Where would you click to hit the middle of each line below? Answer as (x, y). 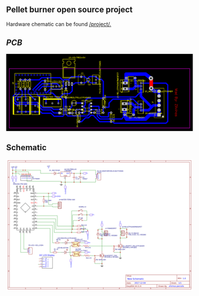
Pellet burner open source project (70, 10)
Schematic (26, 148)
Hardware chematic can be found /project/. (59, 24)
